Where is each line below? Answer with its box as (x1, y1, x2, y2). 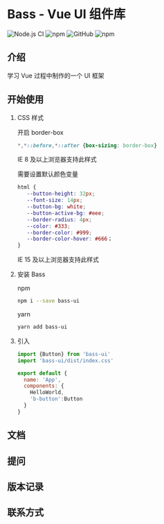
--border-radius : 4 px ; (26, 216, 92, 223)
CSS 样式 (17, 113, 44, 121)
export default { (17, 369, 68, 377)
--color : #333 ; (26, 223, 71, 230)
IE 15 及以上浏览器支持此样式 (17, 255, 99, 264)
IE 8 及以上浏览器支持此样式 (17, 155, 97, 164)
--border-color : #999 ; (26, 229, 92, 236)
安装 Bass (17, 270, 46, 278)
